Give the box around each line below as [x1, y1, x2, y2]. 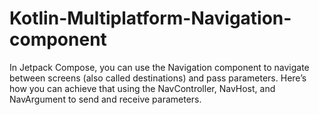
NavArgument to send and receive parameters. [9, 93, 202, 105]
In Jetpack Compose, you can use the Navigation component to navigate [9, 61, 310, 73]
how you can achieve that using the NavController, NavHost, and [9, 82, 276, 94]
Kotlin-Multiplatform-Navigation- [9, 7, 292, 30]
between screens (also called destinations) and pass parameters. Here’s [9, 72, 307, 84]
